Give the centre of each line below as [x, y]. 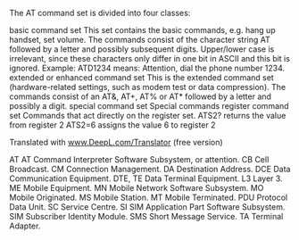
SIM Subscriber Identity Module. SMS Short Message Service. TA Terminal [146, 216]
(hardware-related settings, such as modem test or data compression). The [148, 87]
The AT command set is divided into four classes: [100, 13]
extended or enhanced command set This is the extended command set [141, 78]
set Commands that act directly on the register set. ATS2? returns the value [148, 116]
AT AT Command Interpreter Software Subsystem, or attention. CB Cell [139, 159]
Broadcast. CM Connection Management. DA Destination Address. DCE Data [150, 169]
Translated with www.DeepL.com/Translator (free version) [116, 142]
